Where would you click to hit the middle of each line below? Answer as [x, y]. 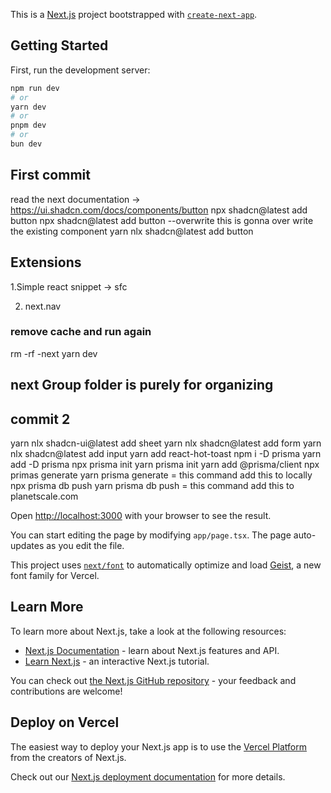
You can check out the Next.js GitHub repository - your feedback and [153, 680]
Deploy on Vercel [65, 722]
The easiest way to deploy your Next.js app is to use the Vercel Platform [159, 746]
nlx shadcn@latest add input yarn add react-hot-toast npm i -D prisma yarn [166, 454]
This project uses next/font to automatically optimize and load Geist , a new [166, 565]
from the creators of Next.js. [68, 757]
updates [27, 546]
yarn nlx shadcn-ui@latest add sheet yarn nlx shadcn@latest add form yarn [166, 443]
